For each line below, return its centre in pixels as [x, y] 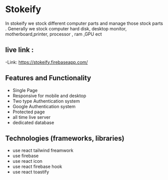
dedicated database [33, 122]
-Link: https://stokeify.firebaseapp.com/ [47, 62]
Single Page [25, 90]
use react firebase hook [37, 167]
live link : [19, 50]
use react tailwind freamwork [43, 151]
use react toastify [31, 172]
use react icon [27, 161]
